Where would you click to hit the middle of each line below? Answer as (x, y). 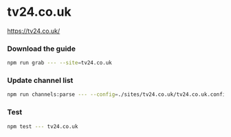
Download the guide (41, 49)
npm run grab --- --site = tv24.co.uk (59, 63)
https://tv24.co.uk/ (34, 31)
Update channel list (40, 81)
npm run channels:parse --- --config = (63, 95)
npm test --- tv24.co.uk (43, 126)
